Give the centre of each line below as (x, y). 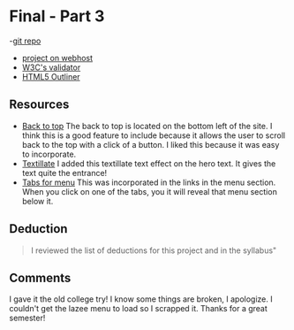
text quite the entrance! (64, 173)
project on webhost (57, 58)
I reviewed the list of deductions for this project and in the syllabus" (154, 250)
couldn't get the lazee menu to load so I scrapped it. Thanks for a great (138, 309)
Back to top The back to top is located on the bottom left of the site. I (147, 126)
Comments (40, 277)
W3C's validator (51, 67)
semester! (27, 318)
